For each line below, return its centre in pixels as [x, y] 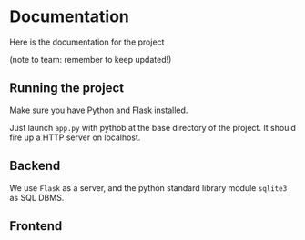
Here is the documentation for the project [87, 42]
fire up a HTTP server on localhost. [75, 137]
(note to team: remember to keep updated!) [91, 59]
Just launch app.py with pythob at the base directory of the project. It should [152, 127]
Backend [35, 166]
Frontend [36, 226]
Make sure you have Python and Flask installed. [99, 110]
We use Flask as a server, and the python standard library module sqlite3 [148, 187]
